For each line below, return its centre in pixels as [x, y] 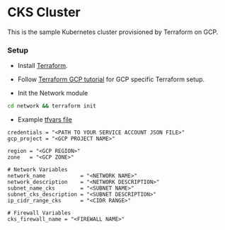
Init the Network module [53, 93]
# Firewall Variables [39, 213]
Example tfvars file [45, 120]
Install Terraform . [43, 66]
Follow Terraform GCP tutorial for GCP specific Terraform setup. [111, 79]
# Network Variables [38, 170]
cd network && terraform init [52, 106]
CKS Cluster [44, 12]
